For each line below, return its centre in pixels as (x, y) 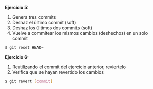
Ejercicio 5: (17, 7)
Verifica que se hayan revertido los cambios (58, 72)
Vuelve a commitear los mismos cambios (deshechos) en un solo (80, 33)
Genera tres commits (34, 17)
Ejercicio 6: (17, 57)
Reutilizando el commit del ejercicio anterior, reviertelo (69, 67)
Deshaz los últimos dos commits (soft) (52, 28)
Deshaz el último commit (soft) (44, 22)
